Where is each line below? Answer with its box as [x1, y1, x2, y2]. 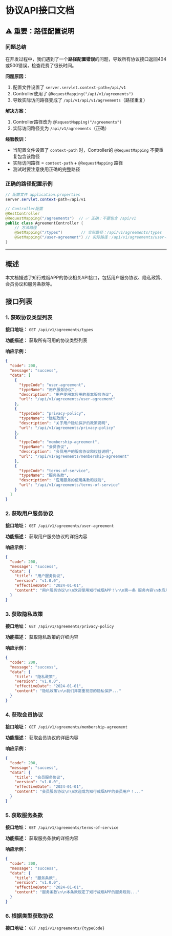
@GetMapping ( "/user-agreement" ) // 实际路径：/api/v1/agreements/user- [14, 235, 167, 240]
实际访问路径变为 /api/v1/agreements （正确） [12, 125, 110, 131]
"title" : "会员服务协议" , [14, 775, 65, 780]
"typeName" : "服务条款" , [18, 473, 69, 478]
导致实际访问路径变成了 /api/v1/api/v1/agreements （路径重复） [12, 97, 148, 103]
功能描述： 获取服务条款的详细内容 [5, 835, 78, 841]
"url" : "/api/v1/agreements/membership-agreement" [18, 454, 130, 459]
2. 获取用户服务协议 [5, 510, 54, 517]
